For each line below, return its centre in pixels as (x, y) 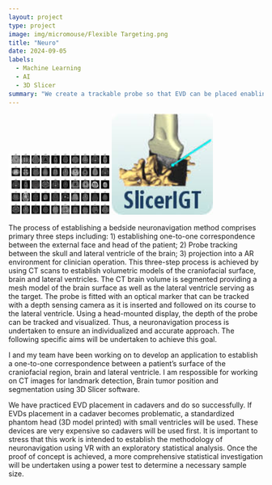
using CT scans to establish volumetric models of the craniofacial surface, (132, 270)
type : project (32, 25)
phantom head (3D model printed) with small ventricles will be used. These (134, 422)
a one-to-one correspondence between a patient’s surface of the (117, 363)
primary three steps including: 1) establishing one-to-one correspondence (132, 236)
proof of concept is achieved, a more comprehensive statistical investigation (136, 456)
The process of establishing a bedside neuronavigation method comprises (132, 227)
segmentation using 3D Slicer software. (74, 389)
